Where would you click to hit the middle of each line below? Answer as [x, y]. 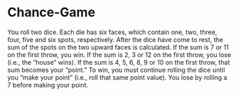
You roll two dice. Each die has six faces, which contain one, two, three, [112, 32]
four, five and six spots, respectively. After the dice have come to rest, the [115, 39]
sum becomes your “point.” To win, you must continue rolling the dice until [116, 70]
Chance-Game [52, 12]
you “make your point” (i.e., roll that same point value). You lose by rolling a [117, 77]
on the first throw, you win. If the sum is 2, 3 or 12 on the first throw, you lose [119, 55]
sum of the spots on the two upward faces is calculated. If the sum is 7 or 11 [118, 47]
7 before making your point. [48, 85]
